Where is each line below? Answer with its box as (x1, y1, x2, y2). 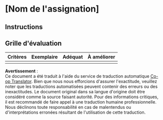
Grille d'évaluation (5, 39, 62, 47)
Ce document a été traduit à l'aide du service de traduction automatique (5, 73, 150, 79)
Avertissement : (5, 68, 38, 74)
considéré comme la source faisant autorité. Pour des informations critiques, (5, 94, 159, 100)
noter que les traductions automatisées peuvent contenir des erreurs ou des (5, 84, 158, 89)
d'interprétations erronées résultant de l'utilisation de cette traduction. (5, 109, 146, 115)
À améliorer (87, 53, 115, 60)
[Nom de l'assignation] (5, 3, 99, 15)
